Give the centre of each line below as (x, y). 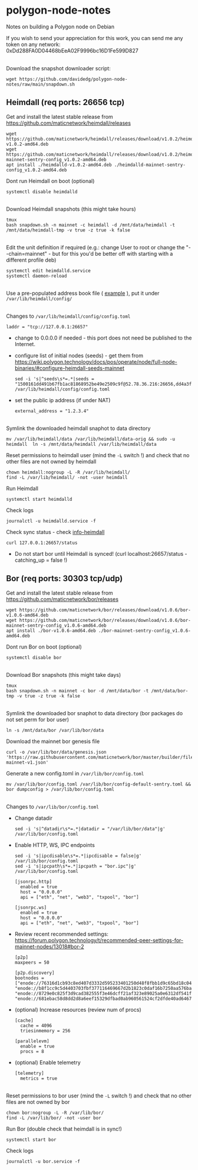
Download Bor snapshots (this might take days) (64, 674)
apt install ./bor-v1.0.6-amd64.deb (51, 630)
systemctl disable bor (34, 657)
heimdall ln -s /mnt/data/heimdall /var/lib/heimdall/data (82, 444)
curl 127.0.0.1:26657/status (42, 543)
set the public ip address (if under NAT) (62, 400)
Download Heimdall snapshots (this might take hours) (71, 209)
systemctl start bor (32, 1140)
